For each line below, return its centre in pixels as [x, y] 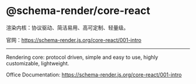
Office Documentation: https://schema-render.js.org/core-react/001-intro [94, 75]
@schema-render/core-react [78, 11]
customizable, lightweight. [38, 63]
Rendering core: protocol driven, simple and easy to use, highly [82, 57]
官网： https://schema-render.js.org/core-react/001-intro [74, 40]
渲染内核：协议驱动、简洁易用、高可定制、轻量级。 [67, 27]
